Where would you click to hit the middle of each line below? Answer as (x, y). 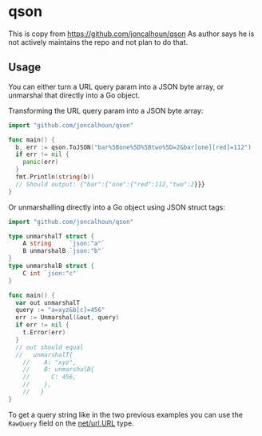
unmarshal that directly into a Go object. (74, 95)
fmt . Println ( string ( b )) (55, 177)
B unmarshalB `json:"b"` (64, 251)
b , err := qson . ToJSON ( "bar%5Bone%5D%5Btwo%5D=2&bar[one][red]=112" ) (133, 147)
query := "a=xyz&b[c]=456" (60, 310)
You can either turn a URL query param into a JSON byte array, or (116, 86)
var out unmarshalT (48, 302)
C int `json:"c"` (52, 273)
